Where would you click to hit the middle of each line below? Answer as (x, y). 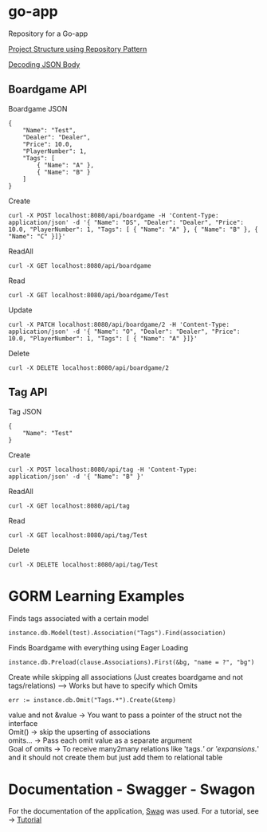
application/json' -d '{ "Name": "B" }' (77, 477)
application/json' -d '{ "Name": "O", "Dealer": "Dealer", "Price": (124, 332)
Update (21, 310)
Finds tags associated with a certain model (79, 618)
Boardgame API (48, 90)
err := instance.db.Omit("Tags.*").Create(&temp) (92, 700)
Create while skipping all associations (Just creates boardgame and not (126, 677)
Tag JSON (25, 411)
